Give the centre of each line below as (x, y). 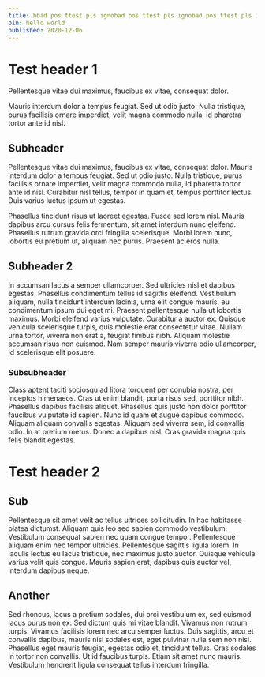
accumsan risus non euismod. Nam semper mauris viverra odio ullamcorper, (132, 344)
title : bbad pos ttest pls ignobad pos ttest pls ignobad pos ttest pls (130, 15)
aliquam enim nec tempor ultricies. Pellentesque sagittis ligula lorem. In (123, 545)
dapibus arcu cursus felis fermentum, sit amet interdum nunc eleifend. (122, 224)
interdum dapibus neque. (49, 570)
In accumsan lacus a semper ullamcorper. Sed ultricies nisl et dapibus (121, 284)
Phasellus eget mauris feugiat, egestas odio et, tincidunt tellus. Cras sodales (132, 648)
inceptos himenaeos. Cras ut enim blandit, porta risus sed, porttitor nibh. (126, 398)
